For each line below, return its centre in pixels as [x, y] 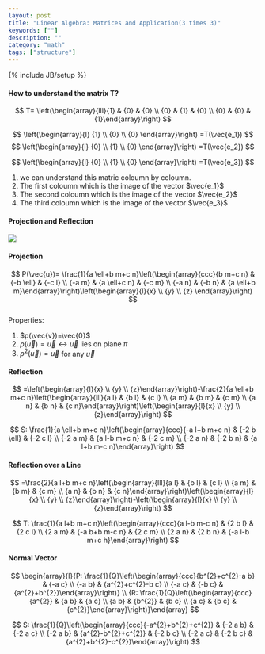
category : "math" [37, 45]
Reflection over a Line [45, 465]
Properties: [26, 320]
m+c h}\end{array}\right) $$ [133, 540]
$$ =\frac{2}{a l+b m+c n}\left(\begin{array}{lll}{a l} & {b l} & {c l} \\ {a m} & [133, 482]
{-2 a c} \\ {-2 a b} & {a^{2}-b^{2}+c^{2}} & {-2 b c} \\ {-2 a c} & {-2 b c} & [133, 633]
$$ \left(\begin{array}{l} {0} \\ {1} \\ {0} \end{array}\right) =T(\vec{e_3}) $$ [133, 163]
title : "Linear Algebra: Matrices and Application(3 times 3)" [115, 23]
